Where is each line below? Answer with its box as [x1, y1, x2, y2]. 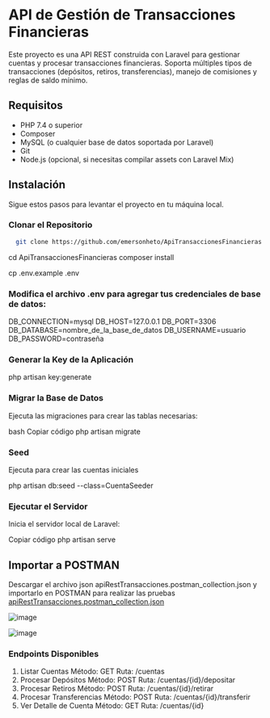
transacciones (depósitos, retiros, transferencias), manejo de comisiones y [8, 66, 257, 76]
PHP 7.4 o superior [19, 120, 83, 130]
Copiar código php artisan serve [8, 535, 116, 544]
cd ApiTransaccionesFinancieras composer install [8, 252, 175, 262]
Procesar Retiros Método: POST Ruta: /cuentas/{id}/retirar [19, 684, 214, 694]
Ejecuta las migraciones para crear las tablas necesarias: [8, 410, 198, 421]
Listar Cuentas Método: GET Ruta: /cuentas [19, 666, 165, 676]
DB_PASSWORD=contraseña [8, 334, 104, 344]
